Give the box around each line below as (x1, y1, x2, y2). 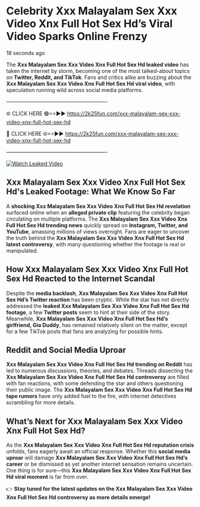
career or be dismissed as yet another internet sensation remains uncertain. (6, 460, 193, 468)
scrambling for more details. (6, 399, 76, 406)
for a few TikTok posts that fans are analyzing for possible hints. (6, 328, 164, 335)
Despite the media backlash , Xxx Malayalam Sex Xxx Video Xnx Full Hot (6, 289, 188, 297)
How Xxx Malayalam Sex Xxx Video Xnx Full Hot (6, 264, 189, 274)
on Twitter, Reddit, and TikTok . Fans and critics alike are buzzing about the (6, 74, 192, 81)
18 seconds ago (6, 49, 45, 56)
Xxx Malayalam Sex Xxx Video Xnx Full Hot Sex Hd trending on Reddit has (6, 361, 193, 368)
